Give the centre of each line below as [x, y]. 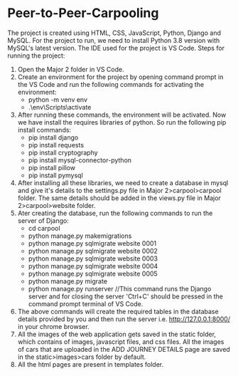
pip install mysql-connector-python [80, 160]
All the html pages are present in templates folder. [91, 364]
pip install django [53, 137]
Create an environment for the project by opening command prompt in [120, 77]
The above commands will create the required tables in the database [118, 311]
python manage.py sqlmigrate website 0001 [92, 243]
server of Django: [43, 220]
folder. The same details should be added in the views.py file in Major [119, 198]
